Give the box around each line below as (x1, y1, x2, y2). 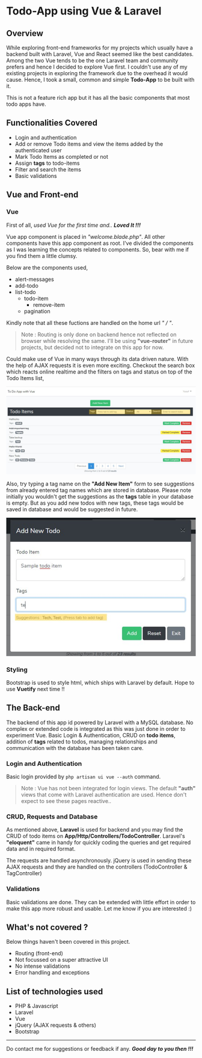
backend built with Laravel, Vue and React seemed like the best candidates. (6, 51, 194, 58)
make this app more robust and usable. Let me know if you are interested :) (6, 905, 192, 912)
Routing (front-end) (14, 950, 63, 957)
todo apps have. (6, 100, 46, 108)
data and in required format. (6, 845, 76, 852)
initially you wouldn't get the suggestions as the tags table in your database (6, 493, 194, 500)
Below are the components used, (6, 263, 88, 271)
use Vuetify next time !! (6, 685, 65, 692)
